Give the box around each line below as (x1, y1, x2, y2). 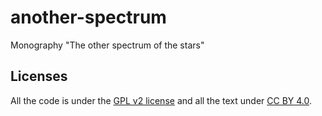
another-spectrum (10, 6, 167, 29)
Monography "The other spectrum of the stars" (10, 39, 205, 51)
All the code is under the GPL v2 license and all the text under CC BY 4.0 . (10, 94, 313, 106)
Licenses (10, 68, 68, 85)
